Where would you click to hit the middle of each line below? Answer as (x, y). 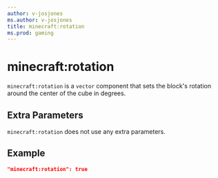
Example (26, 154)
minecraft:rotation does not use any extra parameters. (86, 131)
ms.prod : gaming (30, 33)
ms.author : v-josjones (40, 20)
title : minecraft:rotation (46, 26)
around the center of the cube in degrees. (67, 93)
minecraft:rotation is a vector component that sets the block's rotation (109, 86)
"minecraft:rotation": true (48, 169)
